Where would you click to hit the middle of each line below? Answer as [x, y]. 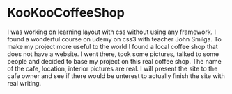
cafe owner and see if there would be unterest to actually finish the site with [116, 76]
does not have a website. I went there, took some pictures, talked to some [113, 54]
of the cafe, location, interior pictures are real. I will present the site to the [113, 68]
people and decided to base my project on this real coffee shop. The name [114, 61]
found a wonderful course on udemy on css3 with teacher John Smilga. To [114, 39]
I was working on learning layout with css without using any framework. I [112, 32]
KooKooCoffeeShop [66, 13]
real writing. [24, 83]
